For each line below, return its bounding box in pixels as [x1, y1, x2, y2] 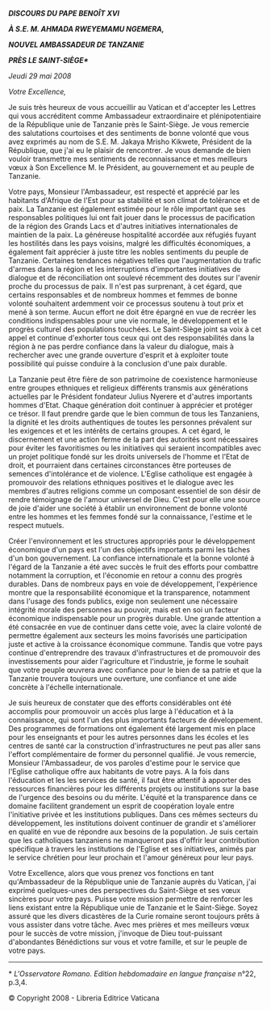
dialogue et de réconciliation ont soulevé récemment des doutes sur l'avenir [8, 273, 261, 282]
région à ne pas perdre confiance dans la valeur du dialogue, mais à [8, 341, 234, 351]
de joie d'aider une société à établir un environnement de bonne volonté [8, 503, 248, 513]
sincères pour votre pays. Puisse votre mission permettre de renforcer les [8, 895, 253, 903]
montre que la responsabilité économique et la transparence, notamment [8, 588, 251, 597]
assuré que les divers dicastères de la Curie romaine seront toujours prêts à [8, 912, 261, 920]
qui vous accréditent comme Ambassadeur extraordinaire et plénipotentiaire [8, 111, 261, 121]
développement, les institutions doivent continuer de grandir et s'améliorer [8, 819, 256, 827]
